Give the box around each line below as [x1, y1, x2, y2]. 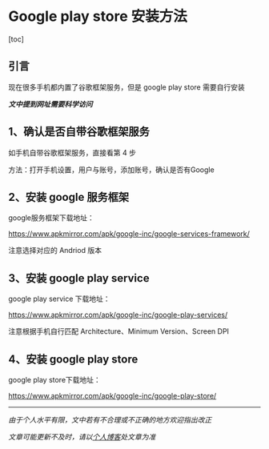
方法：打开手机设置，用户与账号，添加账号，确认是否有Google [8, 165, 215, 174]
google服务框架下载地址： [8, 213, 94, 222]
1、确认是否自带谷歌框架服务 [8, 125, 151, 138]
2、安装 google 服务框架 [8, 190, 130, 204]
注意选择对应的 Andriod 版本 [8, 246, 102, 255]
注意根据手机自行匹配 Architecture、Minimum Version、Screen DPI [8, 327, 230, 336]
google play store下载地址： [8, 375, 102, 384]
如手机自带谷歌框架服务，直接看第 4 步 [8, 147, 136, 157]
